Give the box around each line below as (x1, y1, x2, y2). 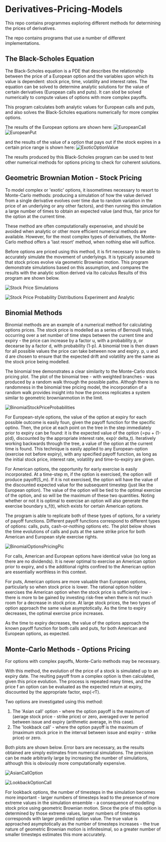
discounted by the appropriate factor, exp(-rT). (5, 689, 101, 695)
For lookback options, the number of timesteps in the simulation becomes (5, 789, 156, 795)
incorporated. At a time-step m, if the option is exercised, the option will (5, 471, 152, 477)
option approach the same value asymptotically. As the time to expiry (5, 605, 146, 611)
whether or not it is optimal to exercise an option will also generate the (5, 498, 149, 504)
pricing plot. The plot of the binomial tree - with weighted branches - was (5, 374, 155, 380)
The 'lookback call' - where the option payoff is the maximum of (12, 724, 144, 730)
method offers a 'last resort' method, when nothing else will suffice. (17, 239, 156, 245)
